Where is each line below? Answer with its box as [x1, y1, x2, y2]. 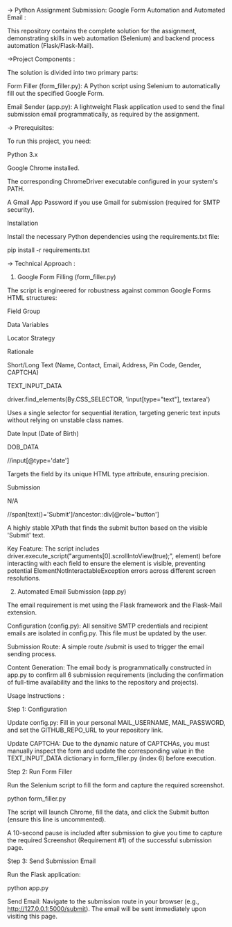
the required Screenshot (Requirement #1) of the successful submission [7, 836, 213, 844]
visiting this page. [7, 912, 57, 920]
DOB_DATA [7, 443, 39, 451]
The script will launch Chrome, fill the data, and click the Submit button [7, 808, 210, 816]
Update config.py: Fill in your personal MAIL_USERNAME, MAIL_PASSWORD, [7, 719, 226, 726]
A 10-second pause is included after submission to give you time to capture [7, 829, 223, 837]
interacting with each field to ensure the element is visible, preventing [7, 559, 206, 567]
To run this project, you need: [7, 137, 91, 145]
